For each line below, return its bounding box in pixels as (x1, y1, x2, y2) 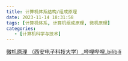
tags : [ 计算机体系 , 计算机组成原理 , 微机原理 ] (6, 20, 111, 26)
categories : (6, 25, 36, 32)
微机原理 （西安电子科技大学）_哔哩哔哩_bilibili (6, 48, 122, 56)
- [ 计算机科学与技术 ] (14, 31, 61, 37)
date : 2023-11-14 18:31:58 (6, 14, 74, 20)
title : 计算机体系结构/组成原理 (6, 8, 78, 15)
